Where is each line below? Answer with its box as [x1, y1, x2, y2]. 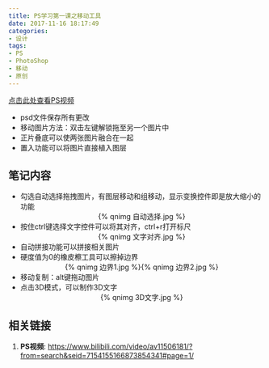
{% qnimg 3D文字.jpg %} [100, 293, 183, 302]
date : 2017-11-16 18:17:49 [8, 19, 99, 27]
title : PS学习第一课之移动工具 [8, 11, 102, 20]
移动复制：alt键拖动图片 [19, 273, 99, 282]
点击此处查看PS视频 [8, 95, 74, 105]
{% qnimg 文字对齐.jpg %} [98, 232, 186, 242]
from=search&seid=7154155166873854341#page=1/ [19, 351, 194, 361]
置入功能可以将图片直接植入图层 [19, 142, 127, 152]
